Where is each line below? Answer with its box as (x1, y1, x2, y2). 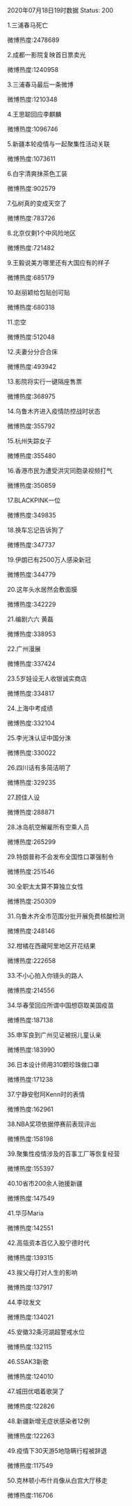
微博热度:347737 (7, 541, 56, 549)
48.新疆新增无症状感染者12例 (7, 1417, 90, 1425)
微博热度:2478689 (7, 36, 60, 44)
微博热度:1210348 (7, 95, 58, 103)
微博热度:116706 (7, 1491, 53, 1499)
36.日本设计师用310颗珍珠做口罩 (7, 1061, 100, 1069)
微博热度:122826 (7, 1402, 55, 1410)
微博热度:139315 (7, 1254, 53, 1261)
